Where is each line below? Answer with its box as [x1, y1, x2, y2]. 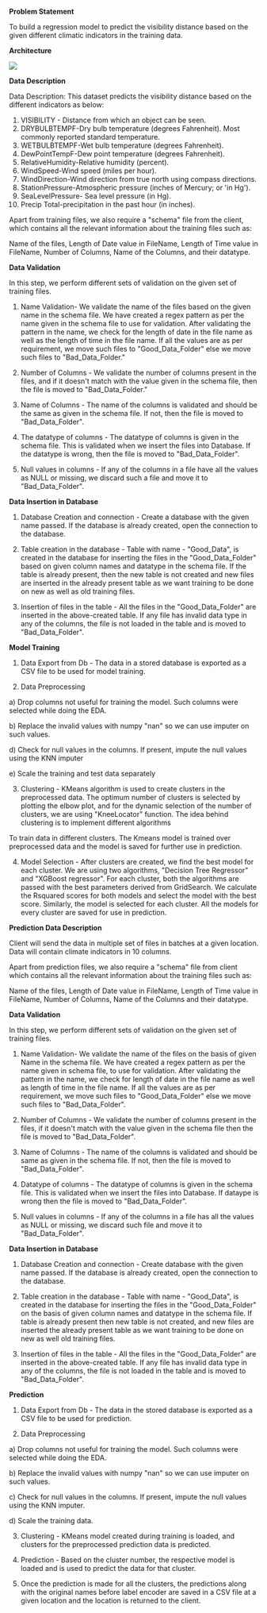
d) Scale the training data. [9, 1516, 93, 1525]
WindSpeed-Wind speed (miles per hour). [20, 166, 157, 175]
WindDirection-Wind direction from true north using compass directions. [20, 175, 257, 183]
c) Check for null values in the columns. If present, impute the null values [9, 1492, 247, 1501]
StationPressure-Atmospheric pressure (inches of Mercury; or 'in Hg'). [20, 183, 251, 192]
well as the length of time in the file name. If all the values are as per [20, 336, 243, 345]
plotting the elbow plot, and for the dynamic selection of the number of [20, 801, 252, 810]
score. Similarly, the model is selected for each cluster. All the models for [20, 899, 259, 908]
